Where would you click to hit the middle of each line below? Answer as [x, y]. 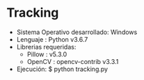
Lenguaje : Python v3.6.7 [52, 39]
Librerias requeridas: [46, 47]
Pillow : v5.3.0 [47, 54]
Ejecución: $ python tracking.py [62, 69]
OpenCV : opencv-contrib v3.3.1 [73, 61]
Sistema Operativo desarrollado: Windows [77, 32]
